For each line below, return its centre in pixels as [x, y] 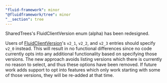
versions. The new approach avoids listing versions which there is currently [84, 59]
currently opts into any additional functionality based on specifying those [81, 54]
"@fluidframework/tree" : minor [38, 15]
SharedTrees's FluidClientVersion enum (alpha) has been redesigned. [77, 34]
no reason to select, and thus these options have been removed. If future [81, 65]
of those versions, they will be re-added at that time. [60, 75]
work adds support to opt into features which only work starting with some [83, 70]
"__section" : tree [24, 19]
